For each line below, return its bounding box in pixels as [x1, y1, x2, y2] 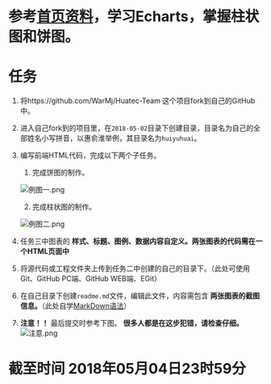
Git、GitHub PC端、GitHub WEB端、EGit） [19, 274, 161, 284]
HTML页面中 [27, 247, 70, 256]
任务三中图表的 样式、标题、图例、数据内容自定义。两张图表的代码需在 [19, 236, 256, 247]
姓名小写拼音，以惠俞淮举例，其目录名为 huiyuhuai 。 [27, 133, 202, 143]
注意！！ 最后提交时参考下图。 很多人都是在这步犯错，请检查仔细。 [19, 319, 244, 328]
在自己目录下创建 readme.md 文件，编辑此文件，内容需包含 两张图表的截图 [19, 291, 261, 301]
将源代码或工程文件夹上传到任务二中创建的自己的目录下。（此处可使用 [19, 264, 250, 273]
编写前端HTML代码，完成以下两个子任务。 [19, 150, 161, 160]
